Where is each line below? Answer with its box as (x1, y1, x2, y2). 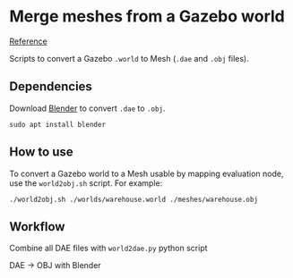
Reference (9, 36, 47, 46)
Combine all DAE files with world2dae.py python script (9, 243, 208, 254)
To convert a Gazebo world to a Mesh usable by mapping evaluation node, (9, 168, 284, 179)
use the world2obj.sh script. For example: (9, 177, 163, 189)
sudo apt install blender (9, 120, 106, 129)
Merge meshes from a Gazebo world (9, 6, 285, 27)
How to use (9, 145, 73, 160)
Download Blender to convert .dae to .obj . (9, 103, 166, 114)
